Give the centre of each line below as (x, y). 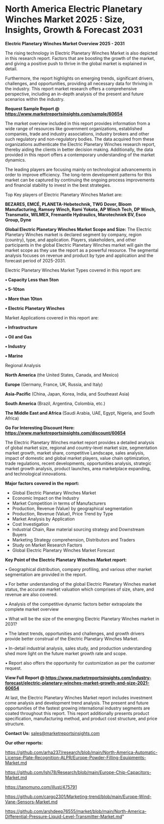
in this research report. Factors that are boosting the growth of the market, (80, 58)
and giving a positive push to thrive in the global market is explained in (76, 63)
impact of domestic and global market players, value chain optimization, (78, 458)
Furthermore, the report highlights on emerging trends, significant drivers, (80, 78)
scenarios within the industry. (35, 99)
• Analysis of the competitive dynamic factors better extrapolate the (74, 604)
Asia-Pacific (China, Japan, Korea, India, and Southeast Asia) (67, 394)
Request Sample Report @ (32, 109)
